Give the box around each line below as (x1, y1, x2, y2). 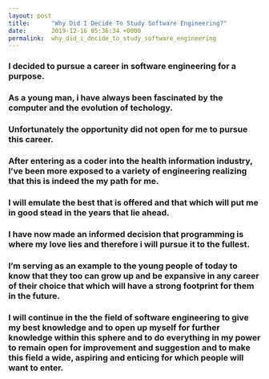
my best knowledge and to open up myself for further (8, 322, 220, 333)
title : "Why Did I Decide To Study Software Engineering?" (8, 19, 227, 27)
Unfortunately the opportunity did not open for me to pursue (8, 124, 248, 135)
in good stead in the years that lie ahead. (8, 206, 170, 218)
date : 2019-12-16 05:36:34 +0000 (8, 26, 142, 35)
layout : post (8, 11, 52, 20)
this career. (8, 134, 54, 145)
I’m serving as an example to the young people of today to (8, 260, 238, 271)
